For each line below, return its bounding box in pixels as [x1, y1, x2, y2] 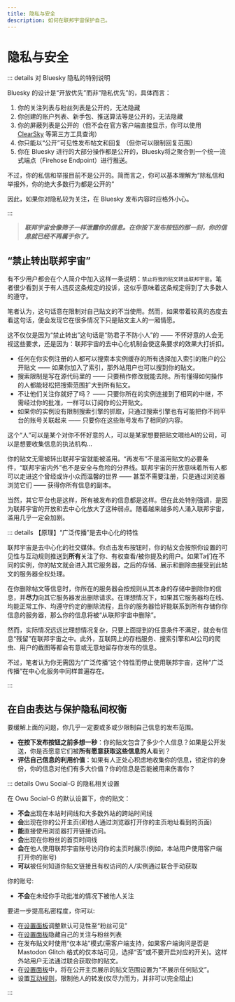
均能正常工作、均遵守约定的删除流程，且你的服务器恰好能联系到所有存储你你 [7, 602, 228, 611]
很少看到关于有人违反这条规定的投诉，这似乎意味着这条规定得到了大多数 [13, 284, 222, 292]
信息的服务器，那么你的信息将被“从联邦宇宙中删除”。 [7, 611, 160, 619]
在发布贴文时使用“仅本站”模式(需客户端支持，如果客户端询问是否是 [17, 939, 210, 948]
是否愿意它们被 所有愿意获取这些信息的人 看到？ [36, 747, 171, 756]
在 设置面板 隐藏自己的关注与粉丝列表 [17, 930, 122, 939]
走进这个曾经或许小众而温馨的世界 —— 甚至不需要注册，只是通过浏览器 [19, 472, 225, 481]
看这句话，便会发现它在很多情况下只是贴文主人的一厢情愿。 [7, 316, 179, 324]
